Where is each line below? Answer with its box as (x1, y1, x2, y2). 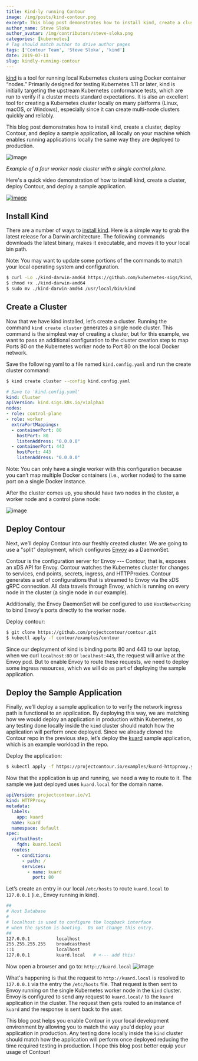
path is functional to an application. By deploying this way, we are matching (6, 709, 190, 717)
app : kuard (16, 814, 44, 820)
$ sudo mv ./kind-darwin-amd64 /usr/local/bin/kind (6, 286, 136, 292)
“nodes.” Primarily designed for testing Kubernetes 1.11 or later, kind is (6, 80, 176, 87)
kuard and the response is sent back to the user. (6, 1006, 123, 1013)
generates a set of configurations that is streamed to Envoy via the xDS (6, 576, 179, 583)
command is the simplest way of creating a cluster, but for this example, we (6, 330, 190, 337)
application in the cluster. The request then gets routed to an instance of (6, 1000, 181, 1006)
